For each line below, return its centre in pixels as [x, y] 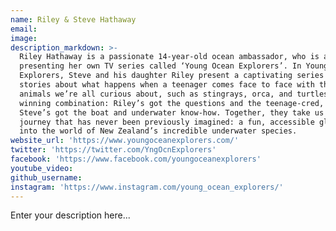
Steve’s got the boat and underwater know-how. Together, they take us [172, 112]
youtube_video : [42, 168]
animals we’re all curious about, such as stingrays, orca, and [156, 94]
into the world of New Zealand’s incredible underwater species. [158, 131]
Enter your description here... [70, 215]
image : [24, 38]
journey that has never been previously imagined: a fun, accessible [167, 122]
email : [24, 29]
